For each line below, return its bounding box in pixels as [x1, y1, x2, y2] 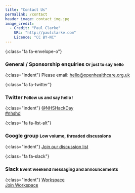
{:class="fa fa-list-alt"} [5, 120, 52, 126]
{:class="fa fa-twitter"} [5, 82, 52, 88]
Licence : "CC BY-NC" [14, 35, 56, 40]
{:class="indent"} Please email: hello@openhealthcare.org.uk [5, 72, 130, 78]
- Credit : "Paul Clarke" [9, 26, 61, 31]
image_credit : [5, 21, 35, 26]
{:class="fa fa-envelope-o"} [5, 48, 62, 54]
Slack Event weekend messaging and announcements [5, 165, 119, 172]
